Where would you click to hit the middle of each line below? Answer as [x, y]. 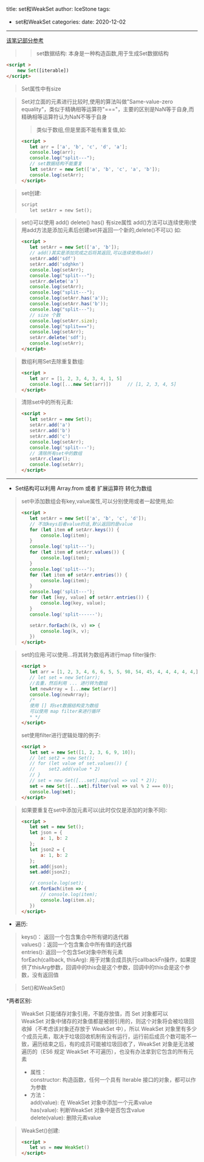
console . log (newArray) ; [59, 695]
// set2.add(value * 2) [65, 769]
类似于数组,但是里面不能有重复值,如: [81, 129]
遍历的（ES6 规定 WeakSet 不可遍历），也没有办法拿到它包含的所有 [105, 1051]
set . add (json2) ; [50, 872]
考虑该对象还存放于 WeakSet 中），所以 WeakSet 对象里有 [114, 1028]
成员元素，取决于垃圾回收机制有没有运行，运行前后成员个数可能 [106, 1036]
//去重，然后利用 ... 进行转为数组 [68, 683]
